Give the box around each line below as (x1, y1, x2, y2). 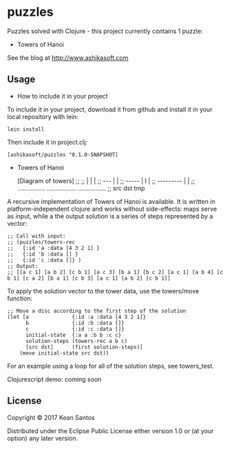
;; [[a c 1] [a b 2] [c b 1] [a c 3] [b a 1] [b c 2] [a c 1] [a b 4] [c (7, 269, 224, 275)
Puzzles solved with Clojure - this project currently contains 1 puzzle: (7, 27, 203, 35)
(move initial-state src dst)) (19, 349, 109, 357)
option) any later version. (7, 434, 78, 442)
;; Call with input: (7, 232, 67, 240)
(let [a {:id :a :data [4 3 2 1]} (7, 313, 147, 320)
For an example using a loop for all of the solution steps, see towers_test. (7, 362, 215, 370)
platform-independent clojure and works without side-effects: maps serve (7, 205, 217, 213)
